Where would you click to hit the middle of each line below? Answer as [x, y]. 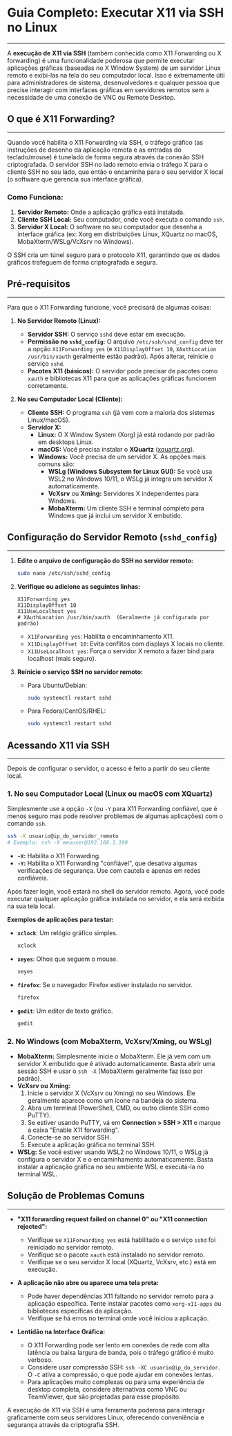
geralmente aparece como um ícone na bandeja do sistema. [113, 1100]
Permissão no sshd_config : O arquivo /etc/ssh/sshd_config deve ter [125, 342]
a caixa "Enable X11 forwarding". [73, 1130]
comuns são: [56, 464]
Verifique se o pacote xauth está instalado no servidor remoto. [116, 1255]
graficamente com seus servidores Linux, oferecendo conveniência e [106, 1417]
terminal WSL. [37, 1174]
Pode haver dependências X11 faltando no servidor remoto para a [120, 1296]
